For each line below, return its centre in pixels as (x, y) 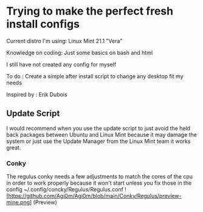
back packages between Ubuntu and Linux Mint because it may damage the (102, 134)
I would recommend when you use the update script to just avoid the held (98, 128)
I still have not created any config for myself (61, 64)
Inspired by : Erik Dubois (37, 94)
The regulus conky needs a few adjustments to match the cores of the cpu (100, 177)
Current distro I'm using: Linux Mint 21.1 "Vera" (64, 41)
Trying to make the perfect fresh (90, 11)
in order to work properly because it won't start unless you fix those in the (99, 183)
